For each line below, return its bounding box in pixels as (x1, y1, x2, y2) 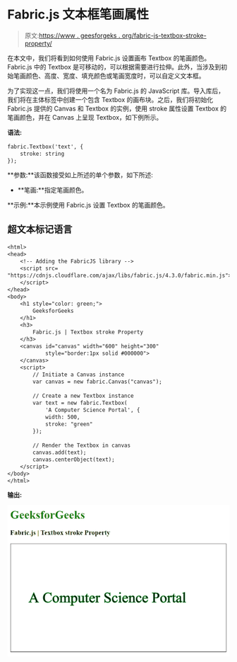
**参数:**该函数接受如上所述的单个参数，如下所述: (7, 171, 154, 179)
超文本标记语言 (7, 224, 73, 236)
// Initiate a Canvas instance (32, 371, 125, 378)
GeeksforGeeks (32, 307, 74, 314)
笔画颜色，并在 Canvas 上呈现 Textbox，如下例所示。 (7, 113, 163, 121)
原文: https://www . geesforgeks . (24, 31, 121, 40)
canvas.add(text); (32, 449, 87, 456)
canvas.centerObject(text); (32, 456, 115, 463)
